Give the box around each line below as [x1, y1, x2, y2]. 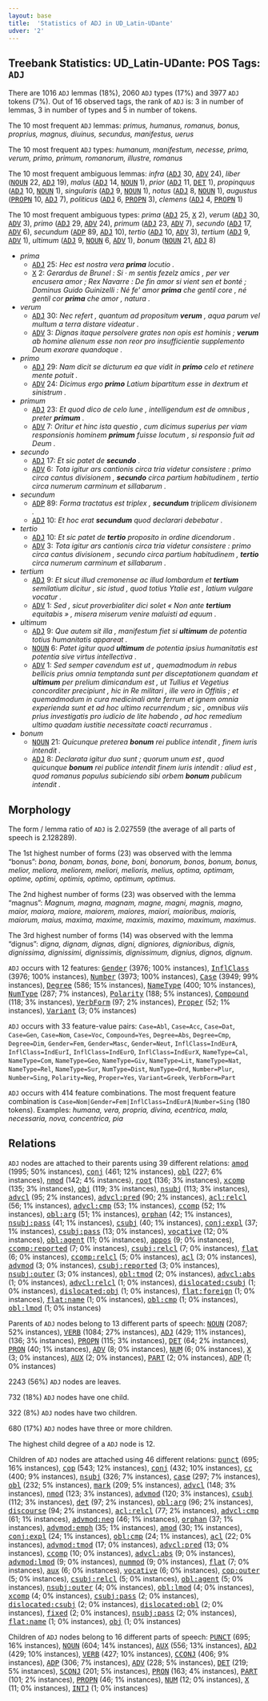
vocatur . [31, 592, 62, 602]
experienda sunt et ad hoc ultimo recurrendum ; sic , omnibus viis [31, 703, 249, 712]
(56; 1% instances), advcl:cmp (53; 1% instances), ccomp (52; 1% [8, 1200, 226, 1210]
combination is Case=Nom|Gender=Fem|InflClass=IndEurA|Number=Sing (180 [8, 1097, 250, 1106]
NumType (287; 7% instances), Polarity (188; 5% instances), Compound [8, 989, 250, 998]
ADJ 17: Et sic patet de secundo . [31, 456, 141, 465]
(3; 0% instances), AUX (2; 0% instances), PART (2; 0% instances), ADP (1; [8, 1353, 252, 1362]
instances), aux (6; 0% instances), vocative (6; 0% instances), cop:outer [8, 1565, 260, 1575]
